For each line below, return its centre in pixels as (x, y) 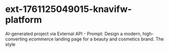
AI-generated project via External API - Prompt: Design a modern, (73, 33)
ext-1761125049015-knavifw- (69, 9)
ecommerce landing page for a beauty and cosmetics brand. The (96, 39)
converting (16, 39)
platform (23, 20)
